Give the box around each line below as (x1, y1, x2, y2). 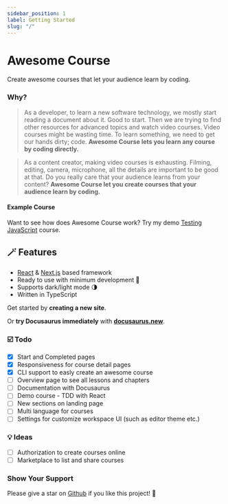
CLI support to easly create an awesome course (16, 368, 153, 377)
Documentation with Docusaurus (16, 384, 111, 392)
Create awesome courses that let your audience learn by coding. (7, 75, 191, 83)
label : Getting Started (7, 17, 76, 23)
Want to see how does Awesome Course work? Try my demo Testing (7, 218, 203, 227)
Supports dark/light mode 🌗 (16, 283, 98, 291)
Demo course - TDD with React (16, 392, 106, 400)
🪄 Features (7, 246, 57, 258)
